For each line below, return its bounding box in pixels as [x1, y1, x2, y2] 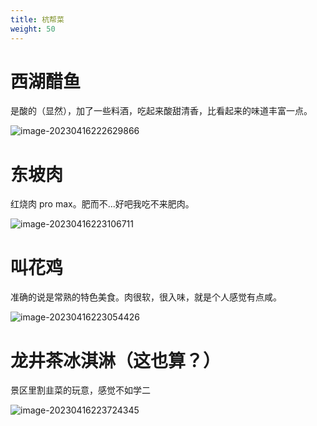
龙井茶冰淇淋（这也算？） [10, 349, 222, 372]
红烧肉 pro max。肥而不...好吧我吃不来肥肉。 [10, 198, 195, 210]
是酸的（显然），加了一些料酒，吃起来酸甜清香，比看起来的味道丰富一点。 [10, 105, 313, 117]
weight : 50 [10, 24, 56, 34]
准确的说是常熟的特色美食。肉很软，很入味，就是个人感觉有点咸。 [10, 291, 282, 303]
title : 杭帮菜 [10, 14, 65, 25]
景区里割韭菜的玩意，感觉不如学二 [10, 384, 151, 396]
